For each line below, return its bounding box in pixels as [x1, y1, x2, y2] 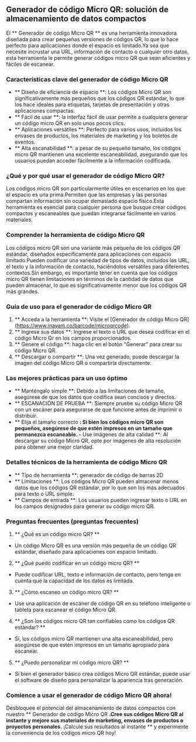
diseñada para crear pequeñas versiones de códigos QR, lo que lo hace [6, 35, 178, 43]
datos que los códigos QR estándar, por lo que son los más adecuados [14, 484, 185, 491]
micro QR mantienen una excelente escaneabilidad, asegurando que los [14, 151, 188, 158]
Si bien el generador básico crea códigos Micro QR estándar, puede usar [14, 670, 190, 677]
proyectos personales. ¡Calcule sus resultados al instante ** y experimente [6, 723, 188, 730]
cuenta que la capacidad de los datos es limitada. [14, 577, 135, 584]
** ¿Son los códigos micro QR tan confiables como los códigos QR [14, 617, 175, 624]
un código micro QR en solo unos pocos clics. [14, 120, 126, 127]
